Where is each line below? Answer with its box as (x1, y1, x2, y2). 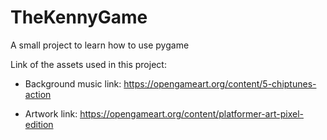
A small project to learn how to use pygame (10, 39, 190, 51)
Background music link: (24, 77, 122, 90)
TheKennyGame (10, 6, 148, 29)
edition (24, 118, 54, 130)
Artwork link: (24, 107, 78, 120)
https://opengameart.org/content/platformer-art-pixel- (79, 107, 304, 120)
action (24, 88, 52, 100)
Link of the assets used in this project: (10, 58, 167, 70)
